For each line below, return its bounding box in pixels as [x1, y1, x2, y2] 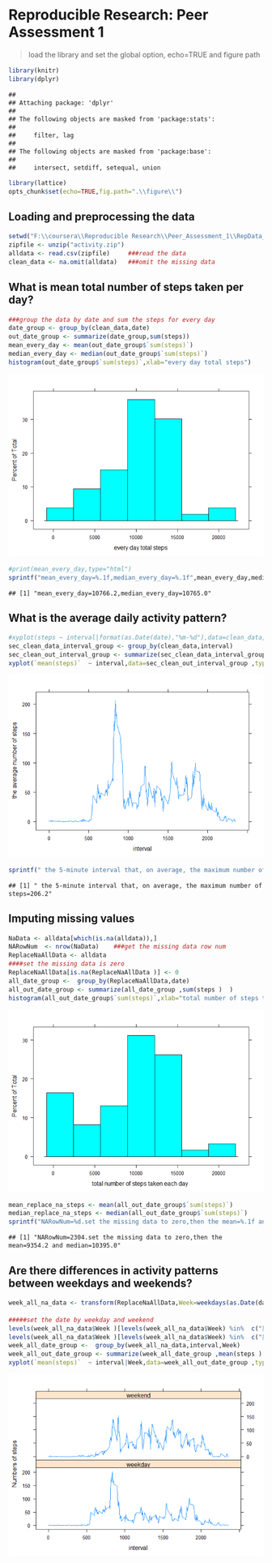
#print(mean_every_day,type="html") [8, 565, 132, 573]
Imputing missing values [8, 912, 135, 926]
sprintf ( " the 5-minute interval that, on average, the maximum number [8, 866, 255, 874]
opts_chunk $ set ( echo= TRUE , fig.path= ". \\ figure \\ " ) [8, 187, 183, 195]
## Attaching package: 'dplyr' [8, 99, 114, 107]
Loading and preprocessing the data [8, 209, 195, 224]
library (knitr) [8, 66, 60, 75]
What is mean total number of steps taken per [8, 280, 244, 294]
